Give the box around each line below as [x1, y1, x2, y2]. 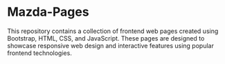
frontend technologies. [7, 49, 73, 57]
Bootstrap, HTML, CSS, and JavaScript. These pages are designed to [7, 34, 205, 42]
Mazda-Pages [7, 4, 89, 20]
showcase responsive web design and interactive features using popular [7, 41, 215, 50]
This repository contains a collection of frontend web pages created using [7, 27, 219, 35]
